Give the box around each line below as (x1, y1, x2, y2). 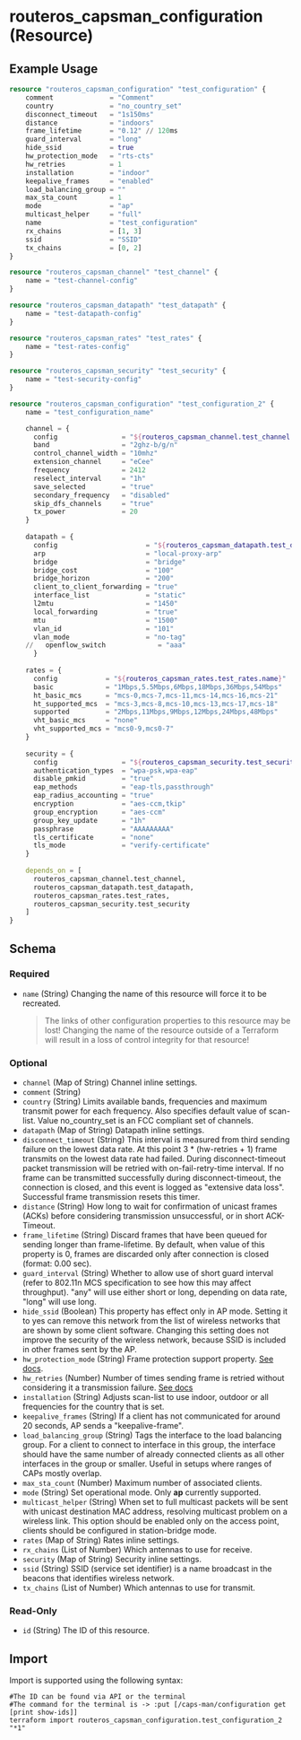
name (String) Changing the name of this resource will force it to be (21, 988, 267, 999)
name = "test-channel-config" (25, 276, 139, 285)
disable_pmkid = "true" (32, 774, 154, 783)
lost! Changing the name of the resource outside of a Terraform (44, 1025, 279, 1036)
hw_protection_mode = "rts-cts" (25, 152, 154, 161)
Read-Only (9, 1604, 58, 1617)
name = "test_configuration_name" (25, 407, 154, 416)
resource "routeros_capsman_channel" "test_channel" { (9, 267, 219, 277)
